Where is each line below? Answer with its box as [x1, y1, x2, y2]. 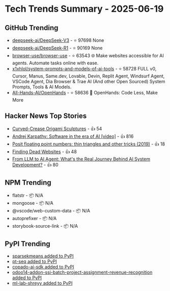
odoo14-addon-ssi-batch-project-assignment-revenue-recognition [12, 269, 153, 276]
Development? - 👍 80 [12, 161, 59, 167]
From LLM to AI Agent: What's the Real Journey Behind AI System [12, 156, 151, 162]
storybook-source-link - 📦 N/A [12, 223, 78, 229]
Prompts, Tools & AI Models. [12, 84, 72, 90]
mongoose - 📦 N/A [12, 200, 54, 206]
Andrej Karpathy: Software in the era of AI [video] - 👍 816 [12, 133, 134, 139]
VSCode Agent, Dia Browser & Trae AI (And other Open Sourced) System [12, 79, 165, 84]
